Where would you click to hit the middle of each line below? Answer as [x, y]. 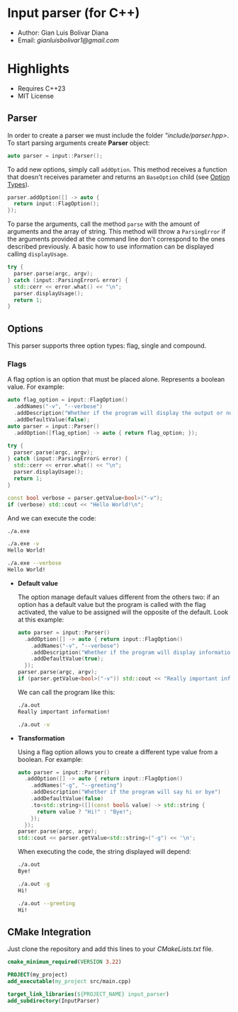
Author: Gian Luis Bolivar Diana [63, 33]
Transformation [41, 738]
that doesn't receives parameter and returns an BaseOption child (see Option [119, 177]
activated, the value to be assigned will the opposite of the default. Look [123, 612]
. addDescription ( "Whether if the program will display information [132, 652]
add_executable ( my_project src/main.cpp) [69, 981]
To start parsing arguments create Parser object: [79, 142]
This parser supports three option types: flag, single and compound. [107, 346]
